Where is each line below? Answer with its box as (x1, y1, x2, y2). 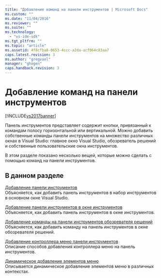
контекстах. (5, 268, 29, 274)
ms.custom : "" (5, 12, 34, 16)
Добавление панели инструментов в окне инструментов (5, 204, 123, 210)
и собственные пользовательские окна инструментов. (5, 143, 118, 148)
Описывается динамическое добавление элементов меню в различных (5, 263, 154, 269)
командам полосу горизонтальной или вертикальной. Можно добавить (5, 127, 153, 133)
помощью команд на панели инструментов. (5, 157, 96, 163)
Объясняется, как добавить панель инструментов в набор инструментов (5, 190, 157, 196)
